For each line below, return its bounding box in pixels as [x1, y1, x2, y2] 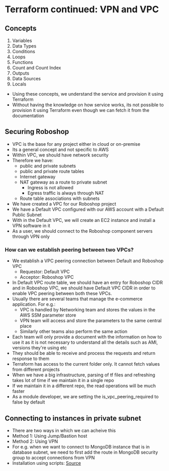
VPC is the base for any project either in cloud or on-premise [12, 141, 141, 147]
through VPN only [12, 233, 50, 239]
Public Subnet [12, 211, 42, 218]
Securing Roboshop [5, 127, 69, 136]
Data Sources [12, 76, 41, 81]
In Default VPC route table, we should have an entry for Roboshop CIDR [12, 280, 163, 286]
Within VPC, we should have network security [12, 152, 109, 158]
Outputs [12, 70, 30, 76]
